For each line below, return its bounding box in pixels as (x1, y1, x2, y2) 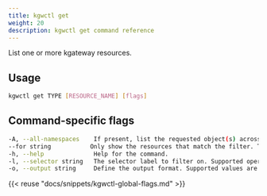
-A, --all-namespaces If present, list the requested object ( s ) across (8, 135, 261, 143)
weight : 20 (8, 19, 44, 27)
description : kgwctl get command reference (8, 26, 155, 34)
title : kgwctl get (8, 11, 69, 20)
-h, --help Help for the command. (8, 150, 169, 158)
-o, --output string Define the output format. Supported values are (8, 164, 258, 173)
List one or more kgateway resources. (8, 48, 133, 58)
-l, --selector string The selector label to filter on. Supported (8, 157, 244, 165)
